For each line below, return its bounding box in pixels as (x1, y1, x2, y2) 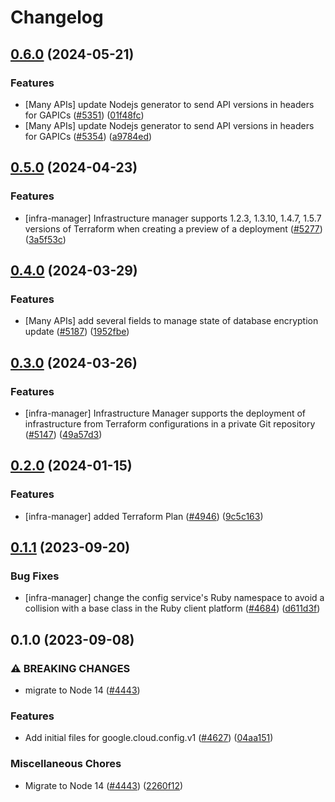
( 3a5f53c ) (24, 233, 67, 245)
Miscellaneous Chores (10, 757, 122, 771)
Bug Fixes (10, 569, 60, 583)
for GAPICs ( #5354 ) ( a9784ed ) (24, 130, 153, 142)
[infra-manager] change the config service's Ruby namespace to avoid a (24, 592, 325, 604)
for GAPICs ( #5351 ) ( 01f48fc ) (24, 109, 145, 121)
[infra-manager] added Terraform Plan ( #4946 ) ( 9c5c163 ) (24, 510, 264, 522)
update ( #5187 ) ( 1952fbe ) (24, 326, 130, 338)
